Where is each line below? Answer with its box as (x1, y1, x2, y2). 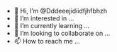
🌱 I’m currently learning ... (13, 22, 90, 30)
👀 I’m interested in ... (13, 14, 74, 22)
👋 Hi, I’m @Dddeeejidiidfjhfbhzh (13, 7, 108, 15)
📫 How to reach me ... (13, 37, 80, 45)
